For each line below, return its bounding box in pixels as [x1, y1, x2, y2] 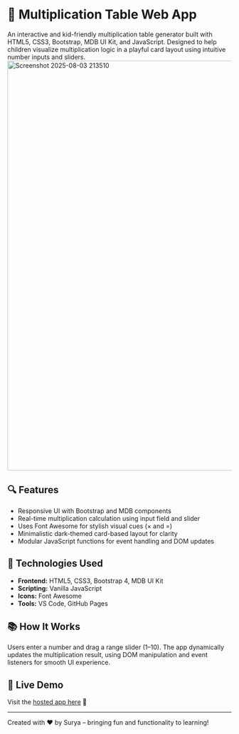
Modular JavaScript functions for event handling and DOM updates [17, 537, 215, 545]
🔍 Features [7, 484, 59, 496]
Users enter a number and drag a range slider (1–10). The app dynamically [7, 643, 225, 651]
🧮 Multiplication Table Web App [7, 6, 197, 23]
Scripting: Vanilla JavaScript [17, 584, 102, 592]
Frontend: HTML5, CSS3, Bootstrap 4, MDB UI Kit [17, 577, 164, 585]
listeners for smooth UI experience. [7, 658, 111, 667]
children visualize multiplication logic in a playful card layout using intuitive [7, 45, 226, 53]
